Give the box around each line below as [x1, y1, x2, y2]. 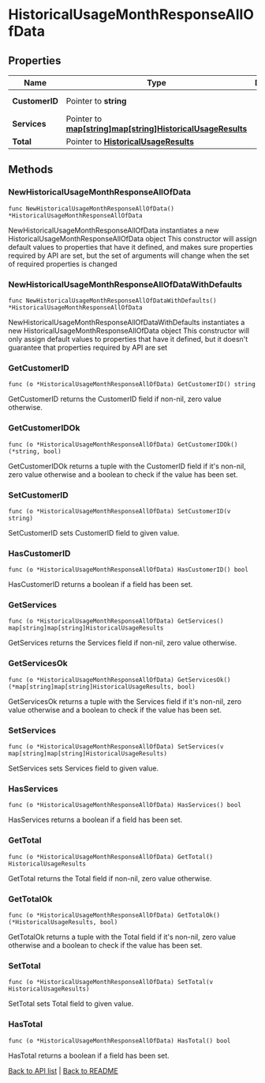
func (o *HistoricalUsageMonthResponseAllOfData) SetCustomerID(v [8, 507, 231, 515]
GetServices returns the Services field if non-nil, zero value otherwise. [8, 638, 237, 648]
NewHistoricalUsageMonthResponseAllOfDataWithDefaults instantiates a [8, 317, 245, 327]
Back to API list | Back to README [8, 1066, 118, 1075]
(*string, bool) [8, 447, 62, 456]
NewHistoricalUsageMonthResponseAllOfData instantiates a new [8, 225, 219, 235]
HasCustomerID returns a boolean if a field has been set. [8, 580, 193, 589]
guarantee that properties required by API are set [8, 343, 168, 352]
